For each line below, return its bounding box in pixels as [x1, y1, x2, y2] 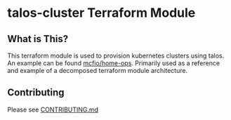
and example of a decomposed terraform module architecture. [7, 67, 188, 74]
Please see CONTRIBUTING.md [7, 105, 99, 114]
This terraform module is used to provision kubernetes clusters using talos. [7, 51, 225, 60]
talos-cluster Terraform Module [7, 5, 196, 21]
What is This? [7, 33, 69, 45]
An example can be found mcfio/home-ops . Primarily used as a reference [7, 59, 220, 67]
